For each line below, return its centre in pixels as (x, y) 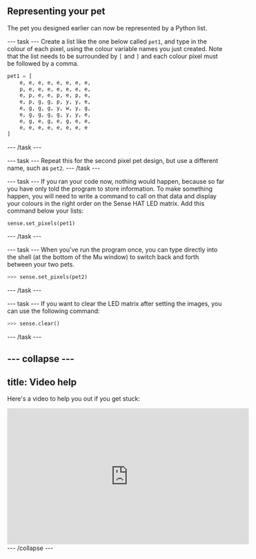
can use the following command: (53, 311)
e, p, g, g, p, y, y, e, (55, 102)
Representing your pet (56, 11)
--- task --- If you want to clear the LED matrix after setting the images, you (115, 304)
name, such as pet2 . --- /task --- (54, 168)
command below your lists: (46, 211)
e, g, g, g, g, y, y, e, (55, 115)
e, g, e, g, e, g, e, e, (55, 121)
